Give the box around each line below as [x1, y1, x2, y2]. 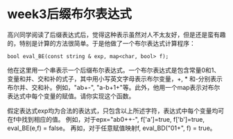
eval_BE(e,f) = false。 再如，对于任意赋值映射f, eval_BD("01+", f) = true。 [7, 124, 216, 132]
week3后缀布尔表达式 [7, 6, 132, 22]
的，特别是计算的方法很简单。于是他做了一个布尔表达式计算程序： [7, 39, 196, 47]
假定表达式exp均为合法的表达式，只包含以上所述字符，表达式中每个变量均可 [7, 106, 225, 115]
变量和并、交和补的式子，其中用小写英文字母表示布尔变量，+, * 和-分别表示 [7, 74, 223, 83]
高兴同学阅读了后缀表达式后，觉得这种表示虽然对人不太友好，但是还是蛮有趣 [7, 30, 226, 39]
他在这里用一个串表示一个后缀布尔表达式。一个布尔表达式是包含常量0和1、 [7, 66, 221, 74]
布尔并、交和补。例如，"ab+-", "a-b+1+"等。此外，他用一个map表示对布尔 [7, 83, 221, 91]
